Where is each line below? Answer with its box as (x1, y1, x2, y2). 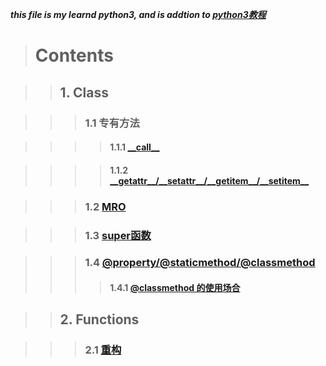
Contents (34, 44, 114, 67)
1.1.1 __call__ (109, 141, 160, 153)
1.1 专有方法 (84, 116, 140, 130)
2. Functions (59, 311, 140, 328)
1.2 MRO (84, 199, 127, 213)
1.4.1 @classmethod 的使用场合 (109, 282, 241, 294)
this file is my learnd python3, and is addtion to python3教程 (10, 9, 267, 20)
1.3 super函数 (84, 228, 152, 242)
